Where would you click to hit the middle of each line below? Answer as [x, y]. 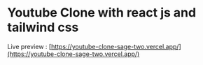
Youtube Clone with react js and [102, 13]
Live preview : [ [29, 46]
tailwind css [43, 27]
